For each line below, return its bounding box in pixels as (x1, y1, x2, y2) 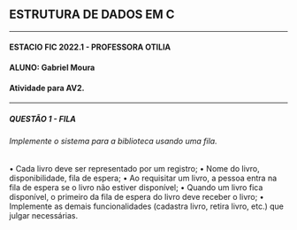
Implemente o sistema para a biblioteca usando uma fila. (9, 136, 218, 147)
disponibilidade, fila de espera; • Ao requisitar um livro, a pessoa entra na (9, 172, 278, 183)
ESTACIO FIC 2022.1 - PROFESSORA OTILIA (9, 42, 171, 52)
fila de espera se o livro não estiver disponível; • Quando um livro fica (9, 181, 263, 193)
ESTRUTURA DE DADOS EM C (9, 7, 175, 22)
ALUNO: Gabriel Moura (9, 62, 95, 73)
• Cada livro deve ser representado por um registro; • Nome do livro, (9, 163, 260, 173)
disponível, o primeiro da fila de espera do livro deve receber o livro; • (9, 191, 264, 202)
